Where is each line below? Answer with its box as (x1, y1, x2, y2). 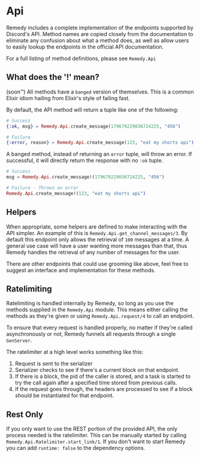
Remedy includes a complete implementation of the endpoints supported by (6, 24, 193, 31)
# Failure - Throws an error (6, 185, 79, 191)
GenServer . (6, 337, 32, 344)
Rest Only (6, 409, 44, 419)
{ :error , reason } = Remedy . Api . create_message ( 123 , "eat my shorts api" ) (6, 140, 195, 146)
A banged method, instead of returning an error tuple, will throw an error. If (6, 151, 192, 158)
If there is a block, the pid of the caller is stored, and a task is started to (14, 373, 191, 380)
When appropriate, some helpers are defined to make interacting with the (6, 223, 187, 230)
